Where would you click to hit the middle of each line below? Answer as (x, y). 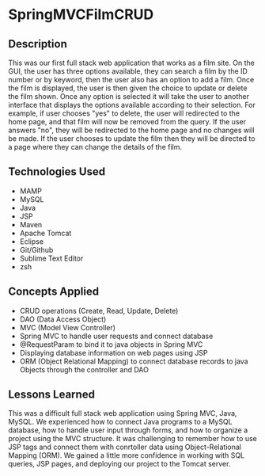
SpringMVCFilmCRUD (81, 15)
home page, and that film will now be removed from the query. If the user (127, 122)
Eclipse (32, 241)
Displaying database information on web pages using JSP (114, 352)
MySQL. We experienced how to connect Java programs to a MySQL (120, 422)
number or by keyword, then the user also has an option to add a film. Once (131, 80)
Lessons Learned (51, 395)
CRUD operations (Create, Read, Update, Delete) (99, 310)
